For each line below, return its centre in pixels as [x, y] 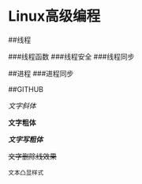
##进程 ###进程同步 [41, 73]
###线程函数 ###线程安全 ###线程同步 [71, 56]
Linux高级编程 [54, 16]
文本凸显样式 [26, 172]
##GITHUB [26, 89]
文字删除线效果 [32, 156]
